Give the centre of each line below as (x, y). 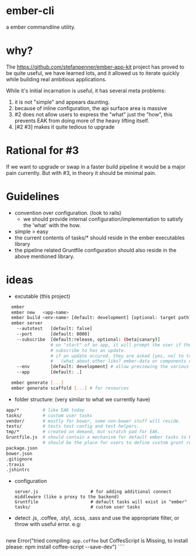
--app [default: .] (49, 372)
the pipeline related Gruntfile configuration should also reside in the (95, 250)
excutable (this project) (42, 296)
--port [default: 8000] (53, 334)
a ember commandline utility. (41, 27)
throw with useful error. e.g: (48, 524)
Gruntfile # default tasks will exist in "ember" (101, 502)
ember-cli (30, 11)
